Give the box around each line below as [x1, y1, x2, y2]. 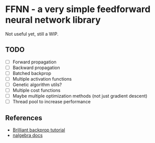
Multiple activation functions [12, 76, 72, 82]
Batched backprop [12, 70, 51, 76]
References [5, 113, 42, 122]
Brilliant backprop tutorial [12, 127, 66, 133]
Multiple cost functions [12, 87, 61, 94]
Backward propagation [12, 64, 61, 70]
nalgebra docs [12, 132, 43, 138]
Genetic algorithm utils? [12, 82, 62, 88]
